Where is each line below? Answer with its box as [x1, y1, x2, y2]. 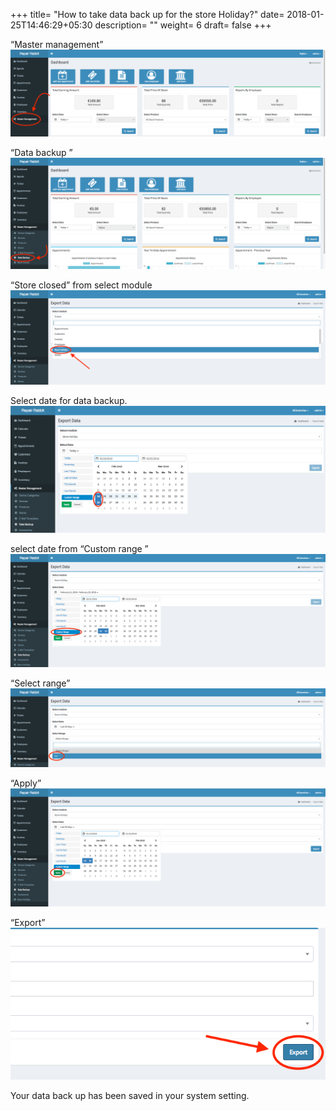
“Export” [10, 916, 46, 928]
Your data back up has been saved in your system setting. [10, 1089, 250, 1101]
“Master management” [10, 39, 104, 50]
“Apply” [10, 777, 42, 789]
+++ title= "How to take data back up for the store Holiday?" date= [10, 9, 285, 20]
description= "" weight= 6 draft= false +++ [94, 19, 272, 31]
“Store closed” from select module [10, 279, 153, 291]
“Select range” [10, 677, 71, 689]
